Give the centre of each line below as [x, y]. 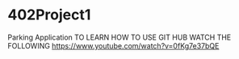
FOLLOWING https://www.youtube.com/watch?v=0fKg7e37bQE [113, 45]
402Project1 [49, 15]
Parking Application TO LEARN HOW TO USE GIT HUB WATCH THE [119, 37]
